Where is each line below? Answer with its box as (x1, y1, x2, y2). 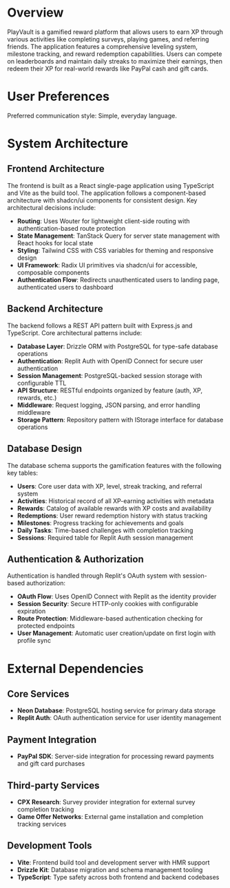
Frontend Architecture (7, 163, 105, 175)
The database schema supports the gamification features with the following (7, 461, 222, 469)
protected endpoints (17, 622, 75, 630)
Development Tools (7, 840, 92, 851)
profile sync (17, 636, 52, 645)
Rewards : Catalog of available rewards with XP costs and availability (17, 504, 212, 512)
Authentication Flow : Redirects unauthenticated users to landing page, (17, 275, 220, 284)
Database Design (7, 443, 83, 455)
